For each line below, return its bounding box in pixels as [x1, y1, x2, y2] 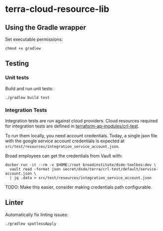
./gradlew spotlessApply [5, 221, 56, 226]
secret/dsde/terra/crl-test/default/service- [62, 167, 159, 172]
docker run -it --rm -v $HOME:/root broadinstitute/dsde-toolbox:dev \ [5, 162, 156, 167]
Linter [5, 198, 24, 207]
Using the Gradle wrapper [5, 23, 86, 32]
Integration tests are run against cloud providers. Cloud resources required [5, 117, 158, 123]
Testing [5, 59, 29, 68]
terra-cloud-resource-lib [5, 3, 109, 15]
